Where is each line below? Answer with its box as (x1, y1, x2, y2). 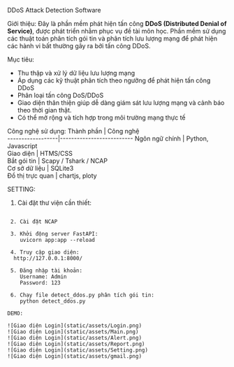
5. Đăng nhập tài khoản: (10, 267, 82, 274)
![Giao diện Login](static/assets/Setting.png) (7, 347, 149, 354)
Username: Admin (20, 273, 68, 280)
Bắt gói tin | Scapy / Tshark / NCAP (7, 157, 108, 165)
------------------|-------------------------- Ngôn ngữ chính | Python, (7, 134, 209, 143)
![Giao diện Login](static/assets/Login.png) (7, 322, 142, 329)
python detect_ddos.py (20, 298, 86, 305)
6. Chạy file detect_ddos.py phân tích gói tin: (10, 292, 155, 298)
